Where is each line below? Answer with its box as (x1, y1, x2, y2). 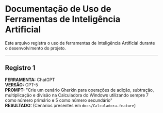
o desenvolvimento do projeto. (5, 45, 66, 51)
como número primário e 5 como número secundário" (5, 97, 113, 103)
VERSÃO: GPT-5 (5, 81, 38, 88)
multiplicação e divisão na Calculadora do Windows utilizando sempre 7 (5, 92, 149, 98)
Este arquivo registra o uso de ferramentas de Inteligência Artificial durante (5, 40, 155, 46)
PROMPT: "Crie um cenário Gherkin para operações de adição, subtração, (5, 87, 154, 93)
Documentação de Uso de (5, 3, 112, 15)
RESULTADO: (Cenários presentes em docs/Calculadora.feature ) (5, 102, 136, 108)
